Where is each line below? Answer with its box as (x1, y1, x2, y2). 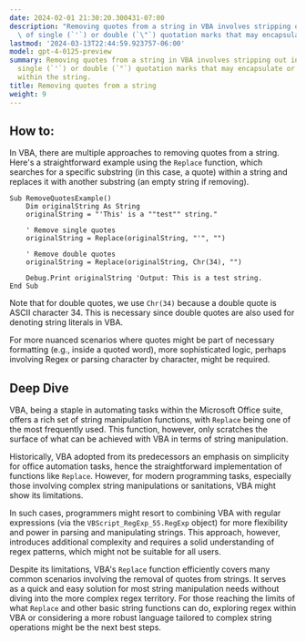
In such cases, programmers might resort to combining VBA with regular (9, 507, 281, 519)
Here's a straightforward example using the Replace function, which (9, 157, 263, 168)
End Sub (9, 281, 39, 291)
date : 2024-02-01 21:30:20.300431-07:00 (9, 13, 166, 23)
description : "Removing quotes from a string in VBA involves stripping (9, 22, 291, 31)
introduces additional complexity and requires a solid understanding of (9, 536, 275, 547)
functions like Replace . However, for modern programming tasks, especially (9, 471, 291, 482)
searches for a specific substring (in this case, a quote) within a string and (9, 167, 289, 178)
